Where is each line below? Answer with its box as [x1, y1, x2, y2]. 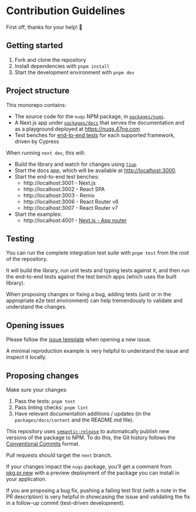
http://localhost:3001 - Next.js [23, 179, 96, 186]
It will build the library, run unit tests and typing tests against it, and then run [6, 267, 190, 274]
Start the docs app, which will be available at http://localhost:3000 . [14, 166, 177, 174]
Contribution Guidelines [6, 4, 126, 18]
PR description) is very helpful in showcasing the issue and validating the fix [6, 493, 191, 500]
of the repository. [6, 256, 48, 263]
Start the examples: [14, 210, 62, 217]
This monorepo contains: [6, 101, 66, 108]
